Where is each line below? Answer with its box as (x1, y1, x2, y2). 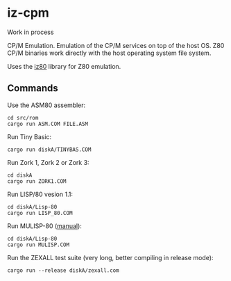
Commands (7, 82, 59, 95)
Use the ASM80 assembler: (7, 101, 86, 109)
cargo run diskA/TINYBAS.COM (7, 146, 92, 153)
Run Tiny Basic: (7, 132, 52, 140)
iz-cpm (7, 5, 50, 21)
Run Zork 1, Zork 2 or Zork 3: (7, 158, 89, 166)
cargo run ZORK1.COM (7, 177, 67, 185)
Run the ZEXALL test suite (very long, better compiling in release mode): (7, 253, 214, 262)
